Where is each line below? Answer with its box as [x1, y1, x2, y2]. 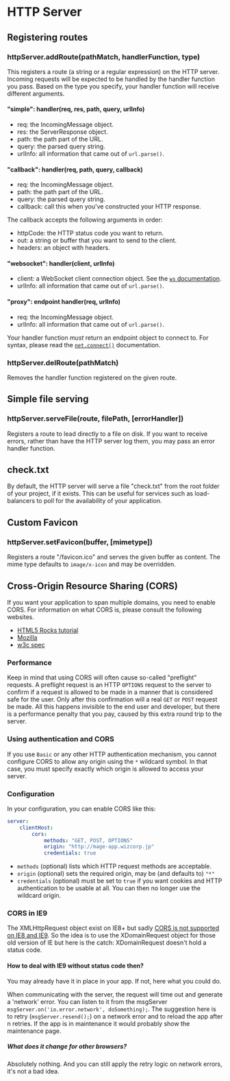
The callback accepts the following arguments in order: [7, 216, 163, 224]
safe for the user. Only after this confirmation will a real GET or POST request [7, 695, 218, 704]
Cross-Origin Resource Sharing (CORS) [7, 580, 178, 592]
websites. [7, 612, 34, 621]
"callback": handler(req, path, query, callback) [7, 165, 144, 174]
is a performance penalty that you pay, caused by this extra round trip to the [7, 710, 222, 718]
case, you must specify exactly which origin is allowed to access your [7, 765, 204, 773]
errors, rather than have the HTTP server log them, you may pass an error [7, 437, 216, 445]
